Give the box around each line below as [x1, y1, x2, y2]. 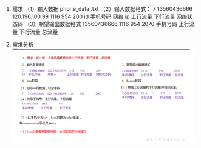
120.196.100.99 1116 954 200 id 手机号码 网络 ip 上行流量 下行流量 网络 [12, 13, 188, 20]
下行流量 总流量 [19, 28, 58, 35]
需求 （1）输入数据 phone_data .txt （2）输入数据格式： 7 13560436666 [12, 5, 193, 12]
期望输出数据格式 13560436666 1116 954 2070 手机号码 [38, 21, 178, 27]
